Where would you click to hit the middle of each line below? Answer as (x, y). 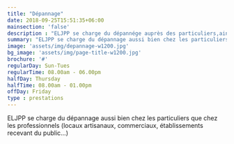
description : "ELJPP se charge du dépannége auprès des (92, 33)
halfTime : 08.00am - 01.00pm (49, 85)
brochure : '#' (28, 59)
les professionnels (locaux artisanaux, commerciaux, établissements (105, 125)
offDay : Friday (29, 92)
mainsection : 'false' (39, 27)
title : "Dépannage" (36, 14)
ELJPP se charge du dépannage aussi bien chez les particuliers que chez (112, 118)
